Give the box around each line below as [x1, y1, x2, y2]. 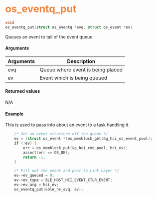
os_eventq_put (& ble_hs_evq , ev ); [14, 187, 84, 192]
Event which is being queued [39, 74, 108, 81]
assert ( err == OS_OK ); [23, 150, 70, 155]
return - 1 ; [23, 155, 46, 160]
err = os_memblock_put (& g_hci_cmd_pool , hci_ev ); [23, 145, 128, 150]
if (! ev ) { [14, 141, 37, 146]
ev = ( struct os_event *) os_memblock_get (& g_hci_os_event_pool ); [14, 136, 153, 141]
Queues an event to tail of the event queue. [5, 33, 94, 40]
